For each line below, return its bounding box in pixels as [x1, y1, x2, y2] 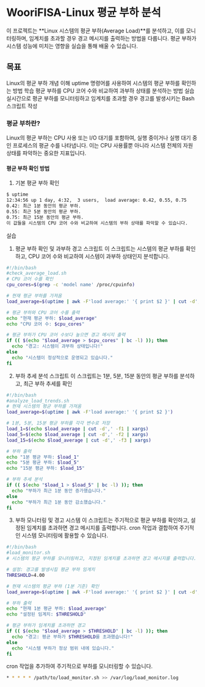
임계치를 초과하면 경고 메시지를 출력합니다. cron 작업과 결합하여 [26, 524, 178, 532]
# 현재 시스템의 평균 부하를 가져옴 [6, 403, 82, 410]
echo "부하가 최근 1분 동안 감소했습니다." [12, 499, 106, 505]
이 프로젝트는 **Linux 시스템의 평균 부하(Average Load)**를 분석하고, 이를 [6, 27, 185, 34]
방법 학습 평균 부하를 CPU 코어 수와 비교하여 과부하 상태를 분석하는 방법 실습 [12, 87, 195, 94]
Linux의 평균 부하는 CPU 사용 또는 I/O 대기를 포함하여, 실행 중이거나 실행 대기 [6, 134, 191, 141]
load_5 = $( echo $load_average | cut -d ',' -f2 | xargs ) [6, 431, 149, 437]
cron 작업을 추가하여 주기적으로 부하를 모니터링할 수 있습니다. [6, 663, 153, 670]
